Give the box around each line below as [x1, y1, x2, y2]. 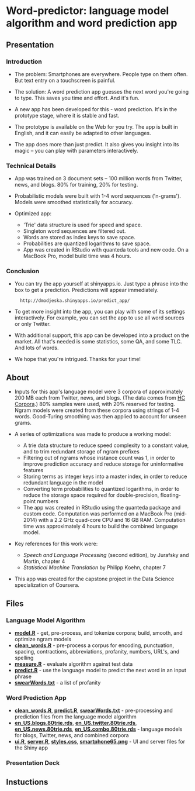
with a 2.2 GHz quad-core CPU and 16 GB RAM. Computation [38, 517, 186, 524]
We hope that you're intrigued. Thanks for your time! [14, 356, 141, 363]
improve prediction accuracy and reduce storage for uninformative [23, 460, 184, 467]
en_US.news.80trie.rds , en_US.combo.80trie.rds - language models [14, 725, 183, 732]
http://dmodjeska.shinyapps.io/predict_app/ [20, 298, 130, 304]
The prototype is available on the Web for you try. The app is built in [14, 123, 178, 130]
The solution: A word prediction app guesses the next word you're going [14, 88, 189, 95]
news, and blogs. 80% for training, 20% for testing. [14, 181, 138, 188]
